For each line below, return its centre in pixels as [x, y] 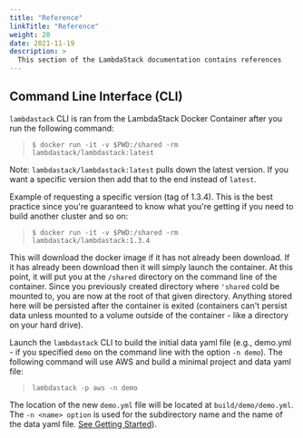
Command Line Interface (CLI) [96, 97]
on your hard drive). [46, 325]
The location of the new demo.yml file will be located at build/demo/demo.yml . [151, 404]
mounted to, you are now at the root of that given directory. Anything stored [151, 296]
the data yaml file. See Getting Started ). [83, 423]
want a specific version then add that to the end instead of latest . [133, 179]
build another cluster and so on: [69, 216]
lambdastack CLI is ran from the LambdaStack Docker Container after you [146, 118]
